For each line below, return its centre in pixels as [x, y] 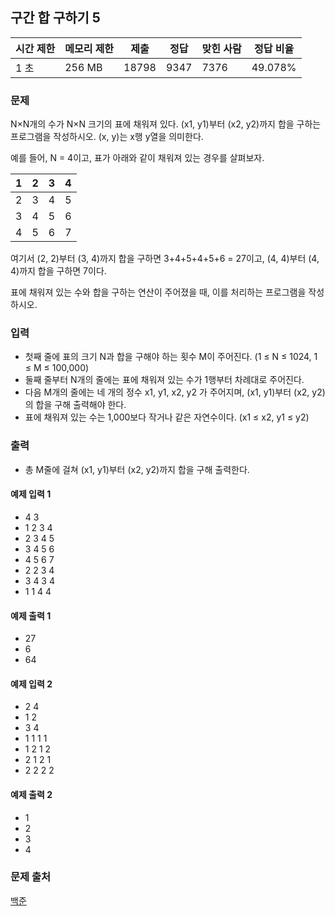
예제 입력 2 [31, 684]
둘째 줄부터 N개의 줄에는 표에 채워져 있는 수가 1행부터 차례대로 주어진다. [164, 380]
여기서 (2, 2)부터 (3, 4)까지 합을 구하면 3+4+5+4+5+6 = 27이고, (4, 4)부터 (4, [165, 259]
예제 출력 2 [31, 794]
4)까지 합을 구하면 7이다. [58, 271]
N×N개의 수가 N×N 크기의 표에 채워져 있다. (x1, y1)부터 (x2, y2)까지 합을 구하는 [166, 124]
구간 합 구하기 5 [55, 18]
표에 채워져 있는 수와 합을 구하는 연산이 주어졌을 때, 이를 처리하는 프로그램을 [158, 292]
